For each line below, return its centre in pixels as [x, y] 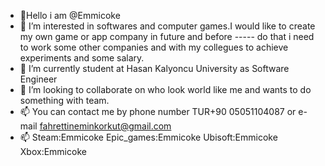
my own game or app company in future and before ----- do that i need [167, 36]
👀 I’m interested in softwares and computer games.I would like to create [167, 26]
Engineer [38, 79]
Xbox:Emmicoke [53, 151]
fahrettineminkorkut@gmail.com [105, 126]
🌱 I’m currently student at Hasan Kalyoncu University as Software [154, 68]
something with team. [64, 100]
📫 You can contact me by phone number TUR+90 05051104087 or [158, 111]
